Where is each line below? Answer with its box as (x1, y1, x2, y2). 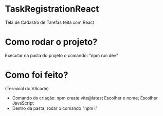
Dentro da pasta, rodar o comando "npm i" (12, 105, 98, 111)
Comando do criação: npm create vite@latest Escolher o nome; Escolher (12, 95, 158, 100)
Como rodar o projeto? (5, 36, 98, 48)
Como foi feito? (5, 69, 68, 81)
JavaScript (12, 100, 34, 106)
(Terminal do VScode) (5, 85, 49, 91)
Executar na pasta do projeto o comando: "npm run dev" (5, 52, 118, 58)
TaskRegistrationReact (5, 3, 99, 15)
